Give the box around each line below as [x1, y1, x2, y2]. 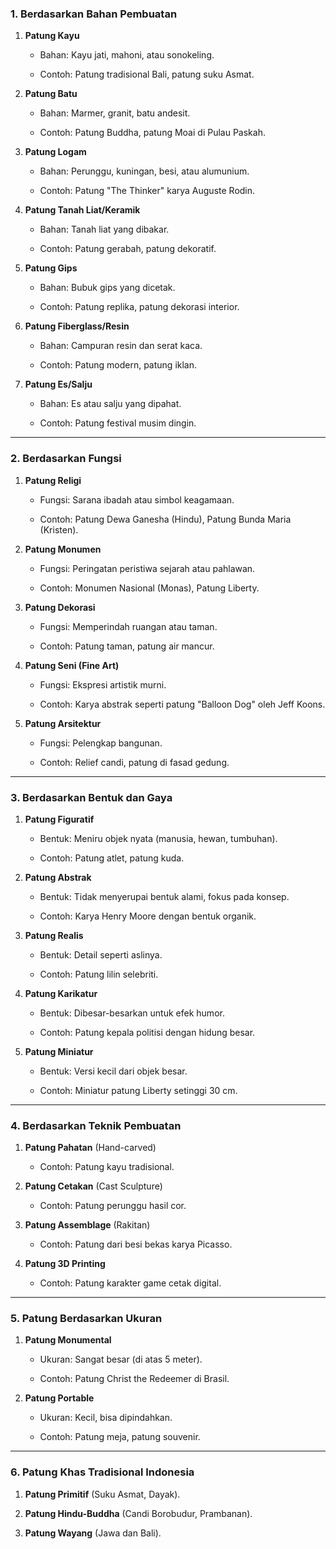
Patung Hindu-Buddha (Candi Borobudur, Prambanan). [24, 1507, 253, 1519]
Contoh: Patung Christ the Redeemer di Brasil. [39, 1373, 230, 1385]
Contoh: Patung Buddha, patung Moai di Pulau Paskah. [39, 127, 266, 139]
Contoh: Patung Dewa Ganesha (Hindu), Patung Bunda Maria [39, 513, 292, 525]
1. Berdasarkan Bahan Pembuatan [10, 7, 178, 21]
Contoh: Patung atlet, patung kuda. [39, 852, 185, 864]
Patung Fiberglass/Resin [24, 320, 130, 332]
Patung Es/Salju [24, 378, 93, 391]
